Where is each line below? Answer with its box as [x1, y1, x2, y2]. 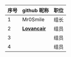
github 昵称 [22, 7, 49, 14]
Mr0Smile [22, 16, 45, 23]
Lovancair [22, 25, 46, 32]
